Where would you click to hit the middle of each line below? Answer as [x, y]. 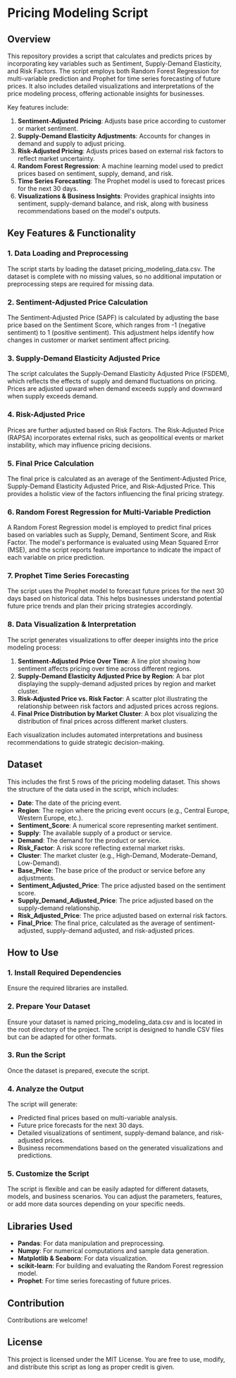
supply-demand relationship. [59, 908]
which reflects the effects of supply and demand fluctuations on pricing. [112, 381]
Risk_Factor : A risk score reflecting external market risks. [101, 848]
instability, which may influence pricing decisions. [80, 445]
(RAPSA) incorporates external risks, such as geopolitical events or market [116, 437]
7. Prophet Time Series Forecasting [68, 576]
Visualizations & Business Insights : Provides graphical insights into [116, 196]
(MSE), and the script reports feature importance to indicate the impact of [114, 550]
